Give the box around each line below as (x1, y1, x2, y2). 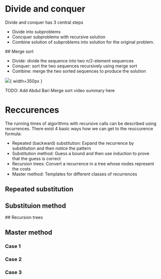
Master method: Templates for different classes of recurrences (12, 171, 137, 177)
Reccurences (5, 105, 59, 116)
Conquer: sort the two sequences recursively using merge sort (12, 63, 137, 69)
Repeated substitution (5, 185, 73, 193)
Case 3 (5, 269, 22, 276)
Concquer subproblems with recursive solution (12, 34, 105, 40)
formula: (5, 131, 22, 137)
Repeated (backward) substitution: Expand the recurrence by (12, 140, 134, 146)
